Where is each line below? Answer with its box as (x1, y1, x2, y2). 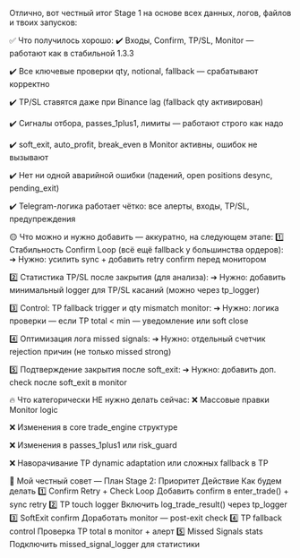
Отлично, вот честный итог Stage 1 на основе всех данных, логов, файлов (9, 8, 292, 18)
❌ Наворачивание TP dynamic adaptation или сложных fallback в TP (9, 458, 269, 468)
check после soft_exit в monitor (9, 377, 127, 388)
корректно (9, 79, 50, 89)
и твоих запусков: (9, 17, 78, 28)
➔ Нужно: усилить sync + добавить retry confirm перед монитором (9, 254, 267, 264)
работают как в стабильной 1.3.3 (9, 48, 134, 58)
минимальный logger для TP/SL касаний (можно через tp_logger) (9, 285, 260, 295)
